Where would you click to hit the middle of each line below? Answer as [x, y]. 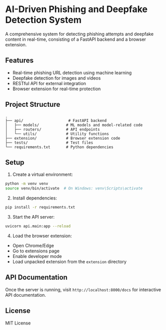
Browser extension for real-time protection [57, 89]
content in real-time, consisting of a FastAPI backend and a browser [76, 39]
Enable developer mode [37, 256]
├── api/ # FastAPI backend [56, 120]
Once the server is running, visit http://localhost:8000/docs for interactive [83, 289]
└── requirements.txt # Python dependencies [59, 147]
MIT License [18, 323]
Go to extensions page [36, 251]
